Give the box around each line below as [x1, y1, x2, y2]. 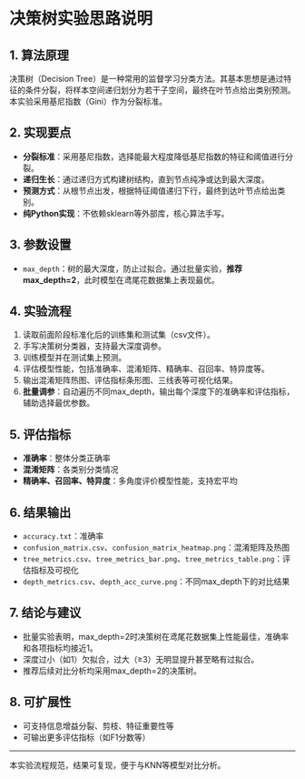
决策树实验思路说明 [9, 8, 153, 29]
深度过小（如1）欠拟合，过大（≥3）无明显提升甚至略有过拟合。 [22, 653, 260, 664]
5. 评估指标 [9, 427, 71, 442]
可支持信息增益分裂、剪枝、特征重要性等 [22, 720, 174, 731]
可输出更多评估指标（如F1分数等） [22, 732, 151, 743]
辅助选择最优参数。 [22, 398, 95, 409]
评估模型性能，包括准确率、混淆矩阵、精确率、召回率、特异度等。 [22, 363, 270, 374]
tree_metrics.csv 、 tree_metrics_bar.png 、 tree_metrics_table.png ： [22, 553, 283, 564]
